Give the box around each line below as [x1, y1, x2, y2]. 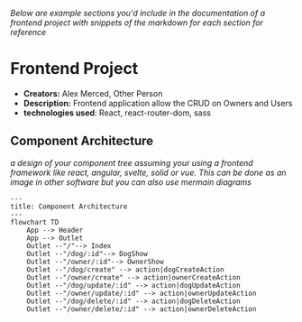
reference [10, 27, 47, 37]
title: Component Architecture [10, 202, 128, 211]
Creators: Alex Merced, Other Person [23, 87, 163, 98]
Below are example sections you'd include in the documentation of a [10, 8, 266, 18]
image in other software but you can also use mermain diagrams [10, 176, 252, 188]
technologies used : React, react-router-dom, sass [23, 107, 211, 118]
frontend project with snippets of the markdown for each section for [10, 17, 264, 28]
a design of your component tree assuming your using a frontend [10, 157, 253, 168]
